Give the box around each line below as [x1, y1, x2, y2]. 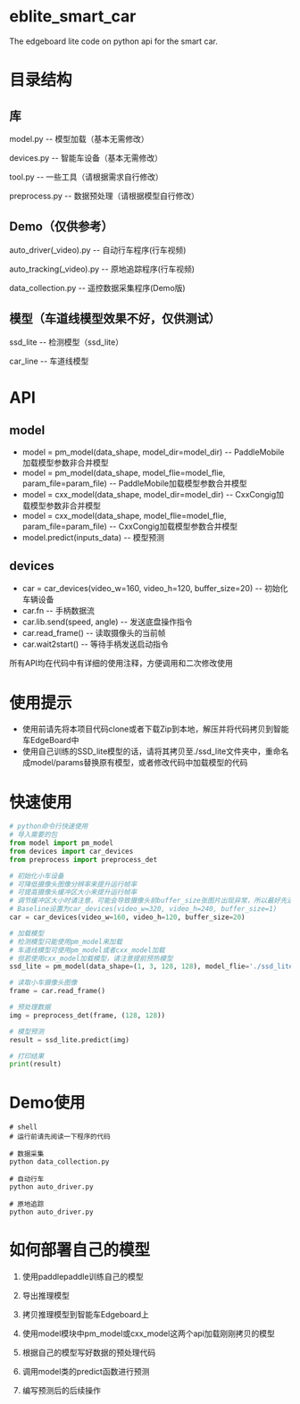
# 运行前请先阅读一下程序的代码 [9, 1132, 111, 1141]
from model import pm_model [9, 839, 114, 848]
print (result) [9, 1060, 62, 1069]
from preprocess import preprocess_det [9, 855, 158, 864]
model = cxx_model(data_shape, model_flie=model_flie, [21, 510, 227, 521]
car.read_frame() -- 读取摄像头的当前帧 [21, 628, 167, 639]
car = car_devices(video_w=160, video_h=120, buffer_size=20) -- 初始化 [21, 583, 288, 594]
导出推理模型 [21, 1291, 70, 1301]
